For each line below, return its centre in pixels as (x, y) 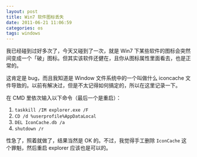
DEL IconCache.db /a (40, 123)
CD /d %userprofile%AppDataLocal (55, 116)
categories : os (25, 28)
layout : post (22, 11)
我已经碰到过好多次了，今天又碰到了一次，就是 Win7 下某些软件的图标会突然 (98, 51)
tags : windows (23, 34)
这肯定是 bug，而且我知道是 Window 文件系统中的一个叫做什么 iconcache (95, 78)
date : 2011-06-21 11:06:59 (39, 22)
